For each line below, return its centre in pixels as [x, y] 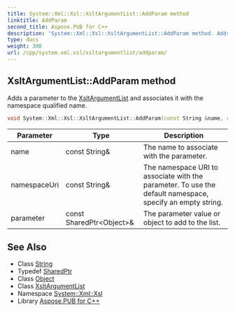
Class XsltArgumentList [51, 286]
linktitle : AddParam [37, 20]
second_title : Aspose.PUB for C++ [58, 27]
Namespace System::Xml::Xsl [60, 294]
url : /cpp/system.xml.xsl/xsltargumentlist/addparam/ [87, 53]
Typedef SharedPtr [45, 271]
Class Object [36, 279]
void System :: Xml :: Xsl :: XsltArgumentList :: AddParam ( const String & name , [115, 118]
